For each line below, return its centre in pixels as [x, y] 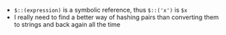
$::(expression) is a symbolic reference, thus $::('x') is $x [100, 10]
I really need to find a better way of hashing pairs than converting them [116, 17]
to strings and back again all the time [67, 24]
